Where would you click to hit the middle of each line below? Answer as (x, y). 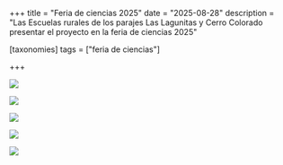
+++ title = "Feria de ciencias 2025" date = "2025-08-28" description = (142, 13)
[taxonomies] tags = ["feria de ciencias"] (84, 49)
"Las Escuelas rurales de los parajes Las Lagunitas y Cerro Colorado (136, 22)
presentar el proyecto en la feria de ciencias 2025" (103, 32)
